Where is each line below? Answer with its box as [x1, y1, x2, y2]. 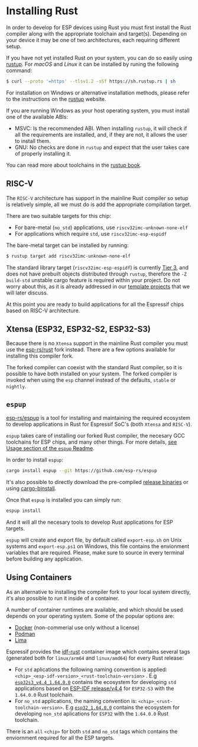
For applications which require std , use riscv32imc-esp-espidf [14, 230, 167, 237]
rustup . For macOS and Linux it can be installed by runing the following [6, 61, 179, 68]
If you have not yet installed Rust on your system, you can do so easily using [6, 54, 193, 61]
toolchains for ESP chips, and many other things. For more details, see [6, 438, 177, 446]
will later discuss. [6, 289, 48, 296]
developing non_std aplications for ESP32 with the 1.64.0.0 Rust [14, 710, 169, 717]
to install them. [14, 137, 51, 144]
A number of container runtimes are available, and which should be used [6, 606, 183, 613]
